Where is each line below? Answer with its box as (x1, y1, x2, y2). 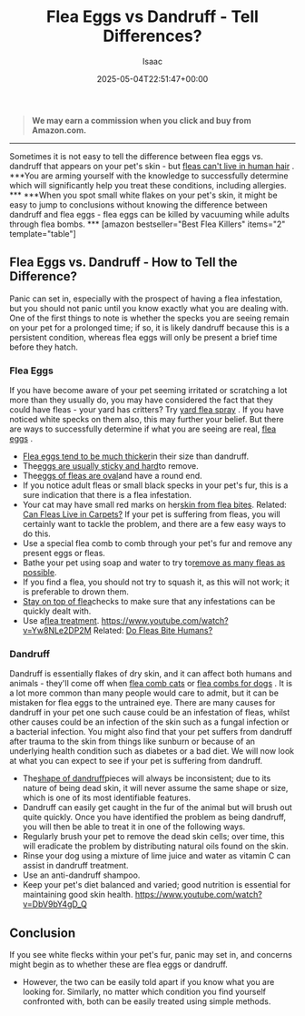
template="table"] (9, 228, 77, 239)
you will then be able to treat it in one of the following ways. (22, 821, 246, 832)
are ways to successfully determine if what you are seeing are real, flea (9, 423, 277, 434)
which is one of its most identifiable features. (22, 792, 192, 803)
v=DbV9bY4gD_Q (22, 899, 88, 909)
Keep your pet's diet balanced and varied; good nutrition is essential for (22, 879, 291, 890)
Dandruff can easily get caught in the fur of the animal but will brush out (22, 802, 292, 813)
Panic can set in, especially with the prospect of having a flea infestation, (9, 293, 283, 304)
